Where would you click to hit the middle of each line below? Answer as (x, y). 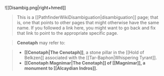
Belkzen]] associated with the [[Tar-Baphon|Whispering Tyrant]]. (90, 58)
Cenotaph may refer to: (41, 43)
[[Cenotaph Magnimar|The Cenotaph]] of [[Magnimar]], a (85, 63)
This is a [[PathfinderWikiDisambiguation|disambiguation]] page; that (87, 17)
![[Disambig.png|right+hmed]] (35, 8)
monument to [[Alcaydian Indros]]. (61, 68)
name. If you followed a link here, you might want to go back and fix (86, 28)
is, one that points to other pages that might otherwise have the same (88, 23)
